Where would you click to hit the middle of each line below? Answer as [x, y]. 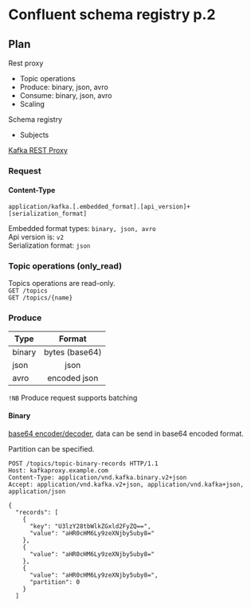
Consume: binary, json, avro [66, 96]
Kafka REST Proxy [38, 150]
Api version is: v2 [36, 237]
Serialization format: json [49, 245]
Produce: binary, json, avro [64, 87]
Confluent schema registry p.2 [112, 15]
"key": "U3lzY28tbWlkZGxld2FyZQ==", [90, 526]
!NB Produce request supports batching [73, 397]
